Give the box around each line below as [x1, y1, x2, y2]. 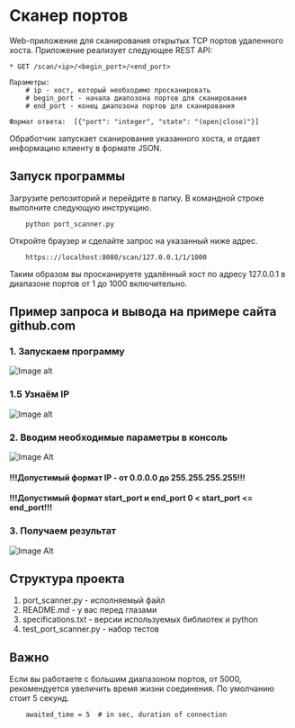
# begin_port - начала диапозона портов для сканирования [25, 94, 247, 103]
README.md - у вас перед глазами [22, 605, 157, 616]
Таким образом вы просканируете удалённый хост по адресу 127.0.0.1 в [9, 268, 286, 279]
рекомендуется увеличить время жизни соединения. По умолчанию [9, 683, 275, 694]
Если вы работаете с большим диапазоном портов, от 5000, [9, 674, 242, 685]
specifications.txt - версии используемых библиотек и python [22, 614, 259, 625]
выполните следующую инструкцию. [9, 202, 152, 212]
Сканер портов [9, 5, 129, 26]
